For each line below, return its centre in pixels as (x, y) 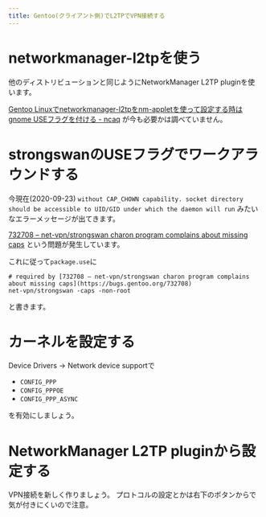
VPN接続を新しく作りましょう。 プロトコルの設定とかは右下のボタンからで (133, 494)
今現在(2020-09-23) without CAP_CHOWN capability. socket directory (126, 199)
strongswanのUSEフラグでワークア (127, 154)
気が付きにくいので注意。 (51, 505)
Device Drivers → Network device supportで (82, 366)
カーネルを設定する (72, 342)
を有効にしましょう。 (43, 416)
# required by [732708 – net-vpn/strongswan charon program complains (129, 277)
